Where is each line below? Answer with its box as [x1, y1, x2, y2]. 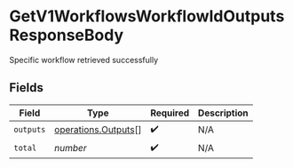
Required [150, 107, 190, 119]
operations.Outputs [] [54, 124, 142, 136]
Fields [9, 80, 44, 95]
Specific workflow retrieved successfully [9, 54, 159, 65]
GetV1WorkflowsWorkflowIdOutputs [9, 6, 285, 27]
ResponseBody [9, 25, 124, 45]
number [54, 142, 87, 155]
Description [198, 107, 249, 119]
